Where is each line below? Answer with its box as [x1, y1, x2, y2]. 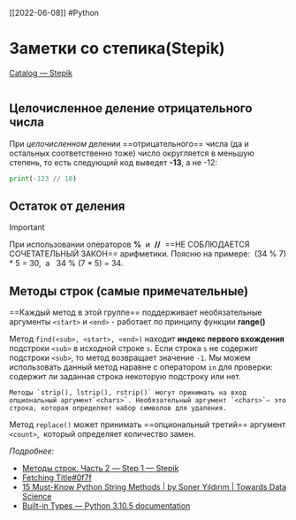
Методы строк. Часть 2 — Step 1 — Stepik [21, 463, 179, 474]
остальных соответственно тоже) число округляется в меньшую [9, 148, 254, 158]
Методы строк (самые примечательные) [9, 283, 249, 299]
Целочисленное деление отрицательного [9, 101, 253, 116]
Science [21, 491, 52, 502]
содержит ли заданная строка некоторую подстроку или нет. [9, 371, 241, 382]
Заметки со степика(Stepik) [9, 39, 225, 58]
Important [9, 222, 45, 233]
